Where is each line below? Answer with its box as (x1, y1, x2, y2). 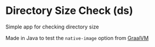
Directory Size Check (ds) (5, 4, 133, 17)
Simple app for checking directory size (5, 23, 99, 30)
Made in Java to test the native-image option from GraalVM (5, 34, 149, 41)
